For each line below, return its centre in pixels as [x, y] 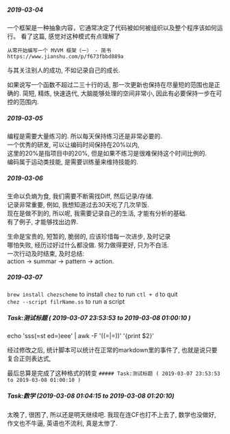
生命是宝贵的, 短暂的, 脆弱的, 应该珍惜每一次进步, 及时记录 [89, 236]
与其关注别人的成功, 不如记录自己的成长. [64, 70]
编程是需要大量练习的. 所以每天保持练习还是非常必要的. [85, 136]
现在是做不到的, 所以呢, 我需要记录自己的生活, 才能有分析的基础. [97, 213]
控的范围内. [23, 101]
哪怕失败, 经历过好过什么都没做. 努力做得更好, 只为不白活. [88, 245]
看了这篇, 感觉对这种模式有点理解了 [70, 36]
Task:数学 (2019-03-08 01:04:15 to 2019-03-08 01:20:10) [91, 396]
